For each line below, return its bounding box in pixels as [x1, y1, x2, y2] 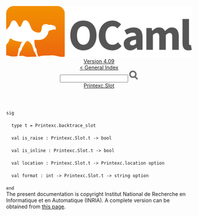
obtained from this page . [6, 203, 66, 210]
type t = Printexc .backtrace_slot [11, 123, 96, 129]
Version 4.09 [83, 58, 115, 65]
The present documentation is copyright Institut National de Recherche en [6, 191, 186, 198]
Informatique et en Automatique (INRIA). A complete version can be [6, 197, 170, 204]
